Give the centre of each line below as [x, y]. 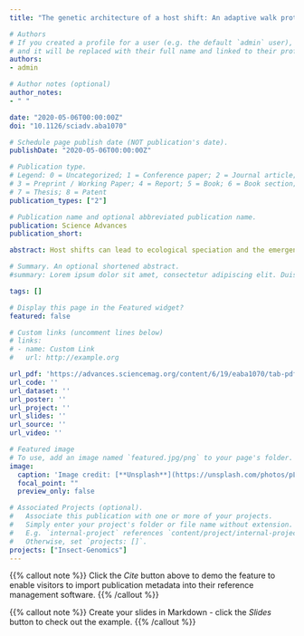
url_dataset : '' [40, 390]
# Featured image [42, 449]
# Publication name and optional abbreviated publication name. [133, 217]
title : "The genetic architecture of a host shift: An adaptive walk [143, 18]
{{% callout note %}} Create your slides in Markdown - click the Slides [140, 612]
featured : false [40, 316]
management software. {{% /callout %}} [85, 595]
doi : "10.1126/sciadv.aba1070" [68, 126]
